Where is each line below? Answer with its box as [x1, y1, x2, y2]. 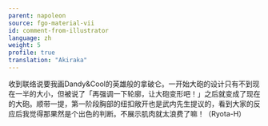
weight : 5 [8, 41, 42, 49]
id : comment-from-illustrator [8, 26, 110, 34]
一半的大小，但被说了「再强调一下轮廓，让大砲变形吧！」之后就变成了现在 [14, 89, 261, 98]
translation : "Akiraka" [8, 57, 88, 65]
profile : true [8, 49, 56, 57]
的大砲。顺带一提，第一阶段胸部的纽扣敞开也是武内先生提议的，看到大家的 [8, 99, 254, 108]
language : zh [8, 33, 52, 42]
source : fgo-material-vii [8, 19, 94, 27]
